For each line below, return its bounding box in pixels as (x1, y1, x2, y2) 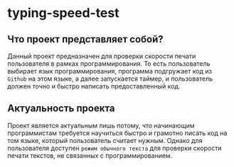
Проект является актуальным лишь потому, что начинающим (7, 121, 195, 129)
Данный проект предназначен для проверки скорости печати (7, 52, 196, 60)
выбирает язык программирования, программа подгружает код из (7, 67, 212, 75)
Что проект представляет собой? (7, 33, 164, 45)
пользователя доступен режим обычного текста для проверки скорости (7, 144, 222, 152)
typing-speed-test (7, 5, 119, 21)
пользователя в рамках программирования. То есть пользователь (7, 59, 211, 68)
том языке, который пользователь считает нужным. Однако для (7, 136, 203, 144)
